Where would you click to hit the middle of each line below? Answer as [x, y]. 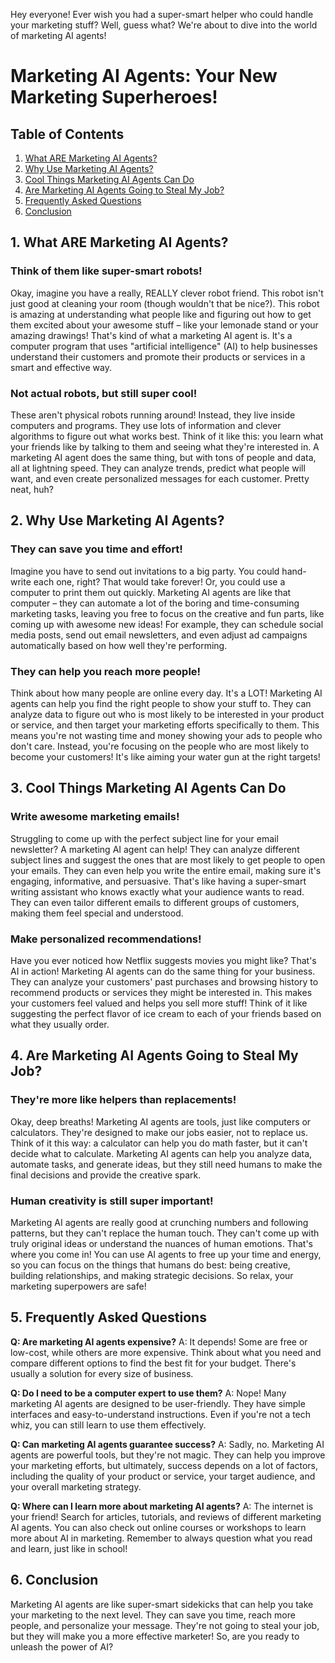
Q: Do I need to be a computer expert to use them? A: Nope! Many [148, 1393]
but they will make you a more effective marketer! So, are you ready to [155, 1636]
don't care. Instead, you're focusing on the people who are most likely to [160, 746]
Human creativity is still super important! [112, 1201]
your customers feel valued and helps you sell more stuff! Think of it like [159, 1003]
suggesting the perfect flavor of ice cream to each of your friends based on [166, 1013]
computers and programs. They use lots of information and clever [146, 425]
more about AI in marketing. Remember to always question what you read [161, 1538]
